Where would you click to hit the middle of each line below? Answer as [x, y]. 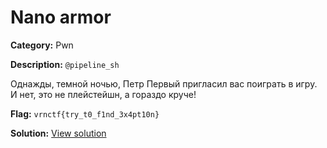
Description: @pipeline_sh [65, 64]
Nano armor [61, 17]
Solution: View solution [58, 133]
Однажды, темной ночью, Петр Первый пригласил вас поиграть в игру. [164, 83]
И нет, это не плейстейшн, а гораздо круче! [103, 94]
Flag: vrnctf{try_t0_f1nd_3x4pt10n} [85, 113]
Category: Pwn [42, 45]
